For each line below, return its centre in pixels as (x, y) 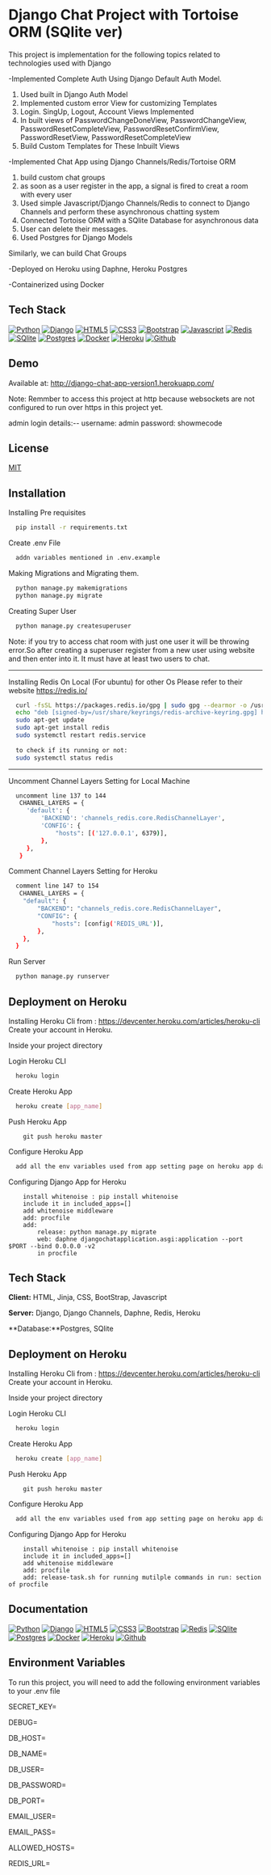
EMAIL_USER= (32, 1816)
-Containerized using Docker (56, 284)
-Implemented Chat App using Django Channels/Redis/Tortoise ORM (122, 161)
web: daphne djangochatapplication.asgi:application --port (140, 1239)
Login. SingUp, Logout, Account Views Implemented (107, 112)
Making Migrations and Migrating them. (74, 573)
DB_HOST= (27, 1737)
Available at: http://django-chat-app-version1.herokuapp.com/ (111, 383)
